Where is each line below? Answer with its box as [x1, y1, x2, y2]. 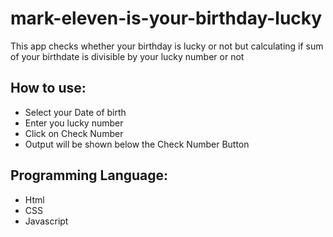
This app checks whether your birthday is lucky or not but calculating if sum [10, 40, 324, 52]
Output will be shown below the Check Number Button [24, 138, 250, 150]
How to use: [10, 80, 87, 97]
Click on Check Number [24, 127, 124, 139]
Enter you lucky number [24, 117, 124, 129]
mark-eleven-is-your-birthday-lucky [10, 7, 323, 30]
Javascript [24, 215, 69, 227]
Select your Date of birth [24, 106, 127, 118]
